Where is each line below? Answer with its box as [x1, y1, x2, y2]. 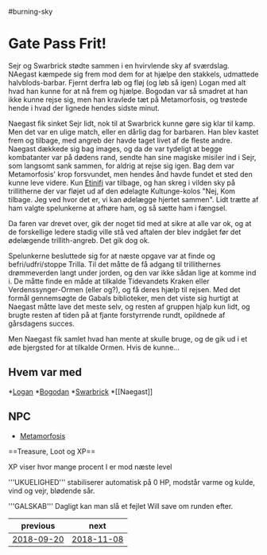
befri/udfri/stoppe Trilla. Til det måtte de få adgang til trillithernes [8, 259, 221, 269]
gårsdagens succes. [8, 319, 75, 328]
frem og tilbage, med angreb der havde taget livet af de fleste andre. [8, 135, 233, 145]
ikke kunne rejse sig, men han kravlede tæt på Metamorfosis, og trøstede [8, 95, 248, 104]
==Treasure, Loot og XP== [8, 446, 96, 456]
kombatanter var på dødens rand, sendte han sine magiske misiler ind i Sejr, [8, 152, 257, 162]
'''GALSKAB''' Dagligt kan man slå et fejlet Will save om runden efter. [8, 501, 234, 510]
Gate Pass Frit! [8, 35, 107, 53]
